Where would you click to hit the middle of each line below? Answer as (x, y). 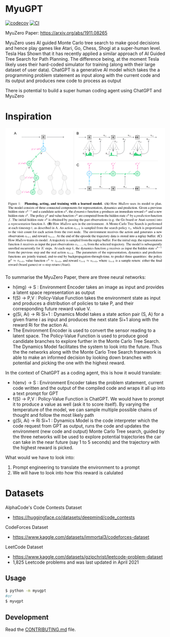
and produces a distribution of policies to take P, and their (73, 303)
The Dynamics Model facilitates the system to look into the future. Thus (87, 347)
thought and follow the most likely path (53, 415)
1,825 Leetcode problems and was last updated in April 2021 (76, 562)
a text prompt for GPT (35, 393)
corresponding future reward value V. (52, 308)
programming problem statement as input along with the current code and (83, 75)
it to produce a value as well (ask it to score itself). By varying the (81, 404)
